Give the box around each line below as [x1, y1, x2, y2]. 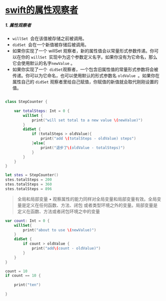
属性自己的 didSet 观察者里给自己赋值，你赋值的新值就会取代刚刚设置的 [12, 79, 159, 85]
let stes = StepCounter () [5, 173, 58, 178]
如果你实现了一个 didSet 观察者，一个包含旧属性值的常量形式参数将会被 [12, 66, 159, 72]
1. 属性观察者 [5, 22, 31, 28]
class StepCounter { [5, 100, 48, 104]
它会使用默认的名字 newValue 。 [12, 60, 75, 66]
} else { [31, 141, 46, 146]
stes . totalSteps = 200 [5, 177, 52, 182]
